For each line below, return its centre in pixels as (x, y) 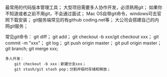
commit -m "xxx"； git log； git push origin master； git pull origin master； (83, 43)
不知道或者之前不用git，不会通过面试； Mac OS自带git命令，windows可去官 (83, 13)
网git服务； (17, 26)
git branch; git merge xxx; (32, 48)
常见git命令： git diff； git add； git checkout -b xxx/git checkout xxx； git (82, 37)
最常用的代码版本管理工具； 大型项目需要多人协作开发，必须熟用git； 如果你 (84, 7)
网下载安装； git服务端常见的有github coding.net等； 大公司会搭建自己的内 (82, 20)
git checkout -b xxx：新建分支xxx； (50, 64)
